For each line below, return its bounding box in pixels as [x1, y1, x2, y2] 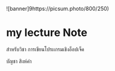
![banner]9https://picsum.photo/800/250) [6, 5, 110, 12]
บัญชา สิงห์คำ [6, 57, 32, 64]
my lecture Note [6, 26, 88, 39]
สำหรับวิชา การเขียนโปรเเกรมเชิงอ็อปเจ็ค [6, 45, 84, 53]
